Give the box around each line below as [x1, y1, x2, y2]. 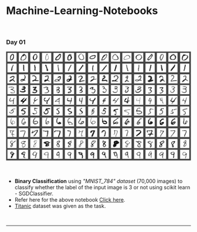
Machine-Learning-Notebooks [6, 4, 158, 18]
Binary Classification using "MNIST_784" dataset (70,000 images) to [14, 178, 183, 185]
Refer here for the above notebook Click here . [14, 196, 125, 203]
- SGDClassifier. [14, 190, 54, 197]
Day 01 [6, 38, 26, 46]
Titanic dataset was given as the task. [14, 203, 106, 210]
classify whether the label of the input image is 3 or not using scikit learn [14, 184, 191, 191]
